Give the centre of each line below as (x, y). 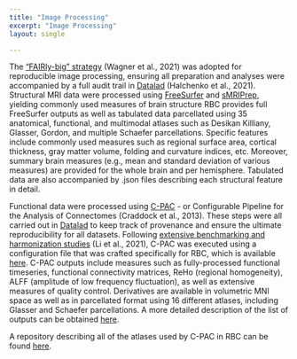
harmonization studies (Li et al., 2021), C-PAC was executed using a (133, 244)
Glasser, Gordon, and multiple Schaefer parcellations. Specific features (139, 133)
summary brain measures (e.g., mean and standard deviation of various (140, 161)
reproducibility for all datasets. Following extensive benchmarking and (137, 235)
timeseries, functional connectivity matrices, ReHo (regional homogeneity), (146, 272)
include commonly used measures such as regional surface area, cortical (143, 142)
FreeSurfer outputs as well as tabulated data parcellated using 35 (129, 114)
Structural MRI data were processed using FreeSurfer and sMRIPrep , (134, 95)
